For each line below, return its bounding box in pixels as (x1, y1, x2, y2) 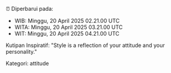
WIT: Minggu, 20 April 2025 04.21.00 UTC (14, 30, 119, 37)
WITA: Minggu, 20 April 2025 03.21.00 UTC (14, 24, 123, 31)
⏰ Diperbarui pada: (5, 5, 54, 12)
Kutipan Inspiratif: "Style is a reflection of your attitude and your (5, 42, 165, 49)
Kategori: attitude (5, 60, 49, 67)
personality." (5, 48, 38, 55)
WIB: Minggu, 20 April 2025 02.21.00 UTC (14, 17, 120, 24)
